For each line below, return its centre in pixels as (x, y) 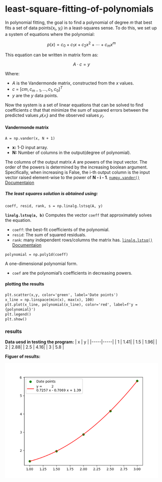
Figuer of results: (23, 357)
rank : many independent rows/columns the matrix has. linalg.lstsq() (82, 240)
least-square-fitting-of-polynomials (79, 9)
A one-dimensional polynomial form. (41, 264)
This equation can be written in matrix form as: (52, 55)
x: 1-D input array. (30, 147)
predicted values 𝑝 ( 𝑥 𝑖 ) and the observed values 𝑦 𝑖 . (55, 116)
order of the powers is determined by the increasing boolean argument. (76, 167)
